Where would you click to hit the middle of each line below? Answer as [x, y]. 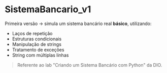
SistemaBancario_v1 [48, 9]
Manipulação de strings [37, 44]
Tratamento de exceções [38, 50]
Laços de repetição [32, 33]
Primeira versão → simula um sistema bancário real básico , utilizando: [78, 23]
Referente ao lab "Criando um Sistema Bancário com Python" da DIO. [90, 65]
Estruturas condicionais [37, 39]
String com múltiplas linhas [40, 55]
